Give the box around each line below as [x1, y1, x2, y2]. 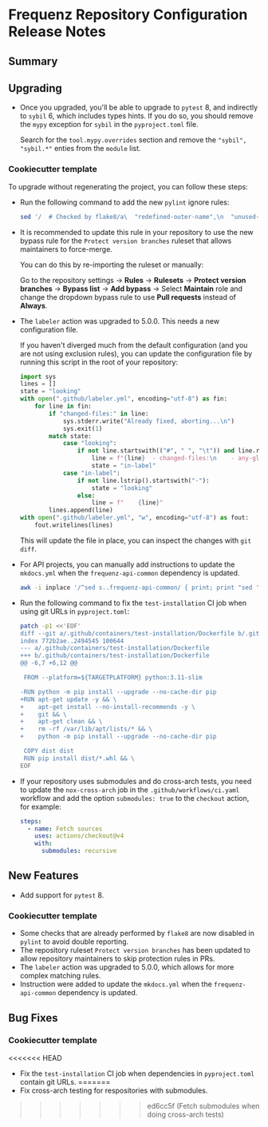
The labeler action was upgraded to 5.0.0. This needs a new [19, 316, 220, 325]
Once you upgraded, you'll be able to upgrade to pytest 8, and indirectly [19, 102, 258, 113]
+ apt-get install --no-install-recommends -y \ [19, 703, 195, 711]
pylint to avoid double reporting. [19, 937, 129, 946]
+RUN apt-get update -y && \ [19, 695, 117, 703]
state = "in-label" [91, 462, 156, 470]
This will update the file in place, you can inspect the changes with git [19, 536, 252, 545]
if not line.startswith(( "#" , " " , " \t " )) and [77, 447, 235, 455]
